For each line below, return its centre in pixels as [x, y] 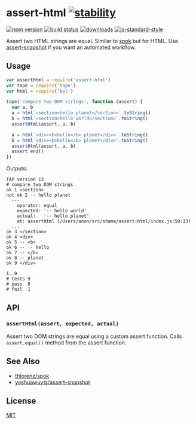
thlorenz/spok [32, 376]
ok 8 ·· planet [25, 258]
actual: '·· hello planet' [53, 216]
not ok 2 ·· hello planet [38, 195]
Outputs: [17, 169]
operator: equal [37, 206]
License [21, 401]
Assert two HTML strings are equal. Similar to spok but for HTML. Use [92, 41]
